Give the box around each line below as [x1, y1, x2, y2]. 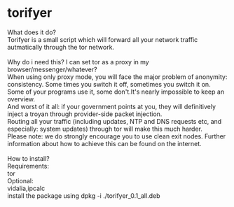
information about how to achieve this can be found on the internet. [7, 139, 202, 148]
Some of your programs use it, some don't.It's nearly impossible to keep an [7, 87, 225, 96]
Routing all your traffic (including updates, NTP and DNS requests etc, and [7, 117, 222, 125]
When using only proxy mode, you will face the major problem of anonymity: [7, 72, 228, 81]
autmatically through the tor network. [7, 43, 114, 51]
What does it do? [7, 28, 56, 36]
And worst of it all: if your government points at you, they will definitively [7, 102, 216, 110]
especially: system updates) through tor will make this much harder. [7, 124, 203, 133]
